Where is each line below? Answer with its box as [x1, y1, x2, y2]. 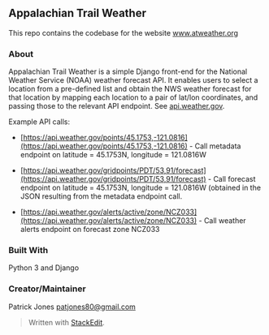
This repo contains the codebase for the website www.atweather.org [8, 28, 238, 37]
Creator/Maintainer [8, 283, 87, 294]
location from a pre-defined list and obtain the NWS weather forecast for [8, 84, 252, 94]
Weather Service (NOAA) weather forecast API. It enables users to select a [8, 75, 258, 85]
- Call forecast [207, 174, 256, 184]
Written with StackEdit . [28, 317, 106, 327]
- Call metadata [189, 141, 241, 151]
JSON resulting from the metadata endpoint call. [20, 191, 183, 201]
